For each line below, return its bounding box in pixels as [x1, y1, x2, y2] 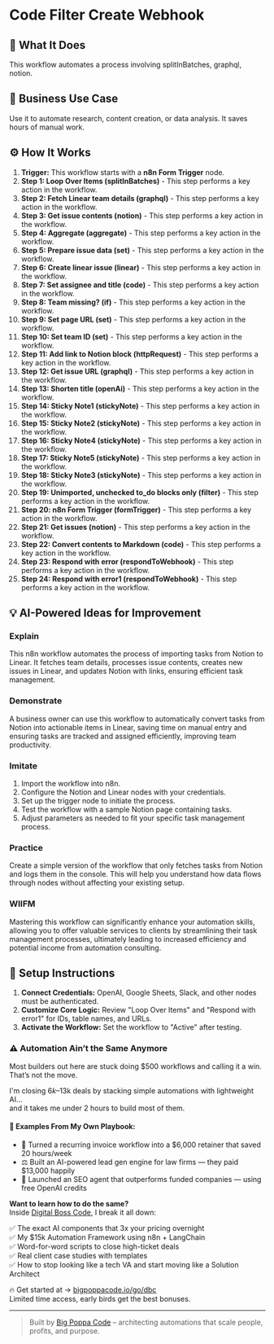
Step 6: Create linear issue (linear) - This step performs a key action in [20, 262, 261, 272]
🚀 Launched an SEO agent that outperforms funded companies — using [20, 1174, 262, 1184]
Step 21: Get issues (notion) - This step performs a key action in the [20, 522, 250, 532]
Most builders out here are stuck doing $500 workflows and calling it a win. [9, 1061, 263, 1071]
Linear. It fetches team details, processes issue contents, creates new [9, 658, 243, 668]
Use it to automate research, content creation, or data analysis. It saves [9, 113, 248, 123]
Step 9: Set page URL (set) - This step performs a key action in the [20, 314, 246, 324]
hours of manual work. [9, 122, 85, 132]
